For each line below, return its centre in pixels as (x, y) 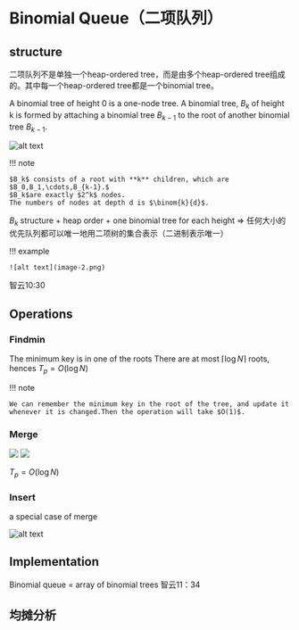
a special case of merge (54, 517)
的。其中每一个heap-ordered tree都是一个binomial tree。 (114, 85)
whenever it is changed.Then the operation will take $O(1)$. (127, 411)
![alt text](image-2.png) (57, 268)
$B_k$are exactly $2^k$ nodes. (67, 195)
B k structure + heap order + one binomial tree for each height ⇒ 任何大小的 (148, 222)
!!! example (29, 252)
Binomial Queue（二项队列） (116, 18)
